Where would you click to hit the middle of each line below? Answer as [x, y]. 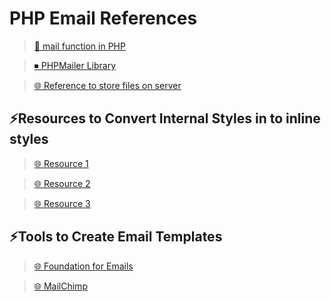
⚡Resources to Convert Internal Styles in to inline [165, 118]
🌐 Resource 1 [61, 163]
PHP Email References [103, 18]
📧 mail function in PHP [79, 46]
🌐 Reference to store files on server [107, 85]
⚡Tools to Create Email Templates [116, 237]
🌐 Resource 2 [62, 183]
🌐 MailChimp [60, 286]
